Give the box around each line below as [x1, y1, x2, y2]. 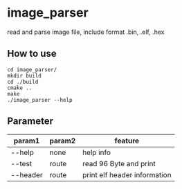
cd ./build [7, 78, 39, 85]
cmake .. [7, 84, 33, 91]
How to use [7, 48, 57, 60]
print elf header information [82, 170, 172, 179]
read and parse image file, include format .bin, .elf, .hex [7, 28, 165, 36]
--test [10, 159, 33, 168]
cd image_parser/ [7, 66, 57, 73]
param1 [13, 136, 40, 145]
